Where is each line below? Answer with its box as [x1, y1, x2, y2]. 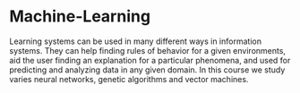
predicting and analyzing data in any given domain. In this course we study [9, 64, 286, 75]
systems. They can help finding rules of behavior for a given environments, [9, 45, 287, 55]
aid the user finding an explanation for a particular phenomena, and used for [9, 55, 291, 65]
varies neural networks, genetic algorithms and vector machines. [9, 73, 249, 84]
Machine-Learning [9, 6, 150, 27]
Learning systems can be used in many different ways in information [9, 36, 262, 46]
